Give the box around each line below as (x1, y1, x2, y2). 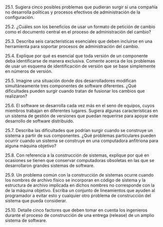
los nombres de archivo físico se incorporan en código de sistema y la (5, 177, 146, 183)
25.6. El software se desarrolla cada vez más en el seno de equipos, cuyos (5, 103, 155, 108)
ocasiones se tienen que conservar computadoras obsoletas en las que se (5, 158, 155, 163)
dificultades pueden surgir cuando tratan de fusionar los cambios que (5, 88, 145, 94)
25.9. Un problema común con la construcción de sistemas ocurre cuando (5, 172, 154, 178)
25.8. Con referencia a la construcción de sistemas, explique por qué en (5, 152, 149, 158)
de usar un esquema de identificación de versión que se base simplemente (5, 63, 156, 69)
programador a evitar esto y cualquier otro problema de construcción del (5, 193, 151, 198)
